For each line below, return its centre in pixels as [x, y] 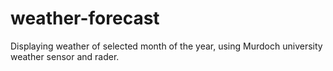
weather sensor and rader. [65, 56]
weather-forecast [85, 18]
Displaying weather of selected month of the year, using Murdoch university [166, 46]
